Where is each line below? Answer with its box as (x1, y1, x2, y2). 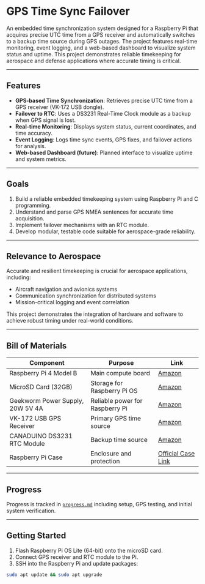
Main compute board (90, 369, 151, 378)
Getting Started (6, 531, 67, 541)
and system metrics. (15, 155, 67, 163)
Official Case (157, 449, 195, 458)
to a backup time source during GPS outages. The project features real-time (6, 37, 198, 45)
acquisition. (15, 214, 45, 222)
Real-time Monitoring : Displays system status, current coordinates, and (15, 122, 196, 130)
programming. (15, 201, 51, 209)
